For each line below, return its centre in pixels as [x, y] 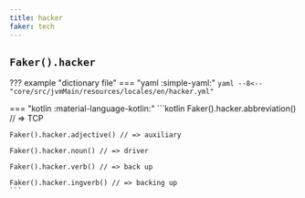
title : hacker [37, 18]
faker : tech [32, 26]
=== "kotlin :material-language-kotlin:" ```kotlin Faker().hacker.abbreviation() [153, 109]
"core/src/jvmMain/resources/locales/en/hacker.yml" [112, 92]
